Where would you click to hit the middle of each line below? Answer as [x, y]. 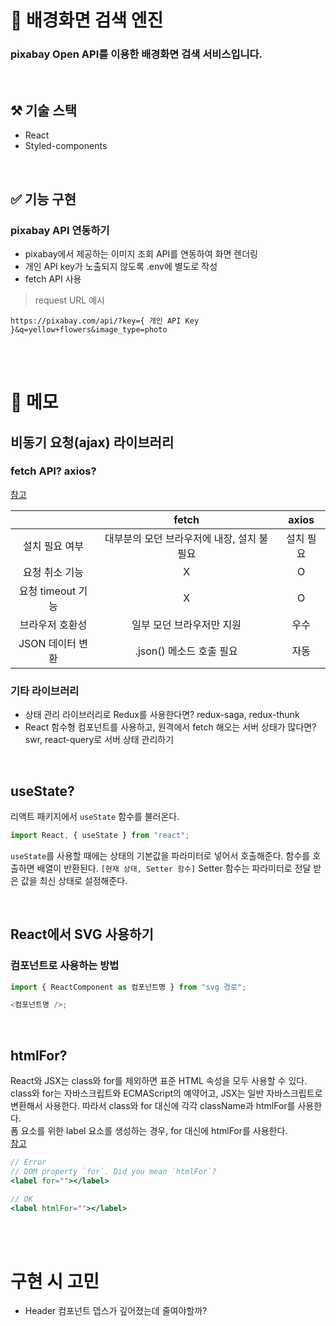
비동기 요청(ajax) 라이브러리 [92, 442]
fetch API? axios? [53, 471]
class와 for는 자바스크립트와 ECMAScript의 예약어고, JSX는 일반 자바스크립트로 [166, 1093]
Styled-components [66, 146]
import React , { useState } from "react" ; [100, 835]
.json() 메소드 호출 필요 [186, 651]
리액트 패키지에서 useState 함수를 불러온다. [95, 816]
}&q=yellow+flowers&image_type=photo [89, 329]
